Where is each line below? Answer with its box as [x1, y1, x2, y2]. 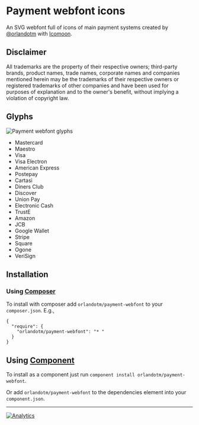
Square [14, 239, 33, 247]
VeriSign [14, 252, 36, 259]
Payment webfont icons [6, 4, 126, 18]
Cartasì [14, 177, 33, 184]
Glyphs [6, 111, 34, 122]
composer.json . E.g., [6, 307, 55, 314]
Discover [14, 189, 37, 196]
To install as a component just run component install [6, 371, 135, 378]
